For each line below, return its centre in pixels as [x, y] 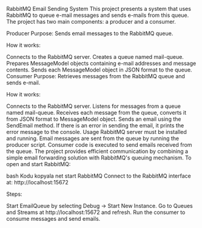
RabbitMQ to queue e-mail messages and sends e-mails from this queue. [98, 15]
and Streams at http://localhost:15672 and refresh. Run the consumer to [96, 212]
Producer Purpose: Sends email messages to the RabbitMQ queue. [90, 33]
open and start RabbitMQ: [39, 164]
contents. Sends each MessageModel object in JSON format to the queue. [99, 70]
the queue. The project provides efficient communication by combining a [97, 151]
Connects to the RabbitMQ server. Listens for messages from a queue [93, 106]
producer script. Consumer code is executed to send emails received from [99, 145]
